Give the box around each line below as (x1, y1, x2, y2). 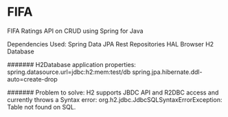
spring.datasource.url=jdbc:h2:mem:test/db (7, 68, 131, 76)
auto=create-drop (7, 75, 58, 83)
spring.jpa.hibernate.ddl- (132, 68, 203, 76)
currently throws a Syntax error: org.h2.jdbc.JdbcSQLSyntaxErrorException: (7, 95, 223, 103)
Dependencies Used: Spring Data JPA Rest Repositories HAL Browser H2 (7, 40, 214, 48)
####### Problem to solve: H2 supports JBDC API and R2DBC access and (7, 88, 219, 96)
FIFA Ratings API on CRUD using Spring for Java (7, 27, 144, 35)
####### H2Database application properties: (7, 60, 136, 68)
